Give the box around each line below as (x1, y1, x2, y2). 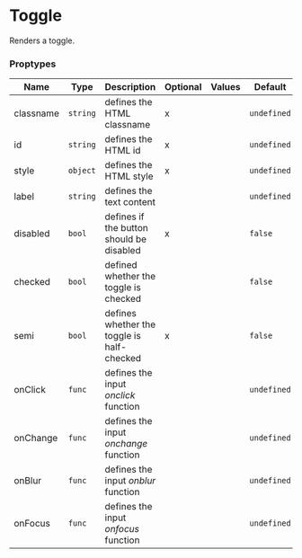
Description (104, 81, 156, 93)
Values (210, 81, 241, 93)
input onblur (104, 474, 156, 487)
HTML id (104, 145, 141, 157)
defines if (104, 210, 146, 223)
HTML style (104, 170, 155, 182)
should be (104, 233, 147, 245)
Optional (164, 81, 202, 93)
